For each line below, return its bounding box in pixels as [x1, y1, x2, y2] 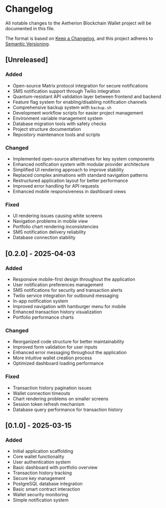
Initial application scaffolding [12, 448, 74, 454]
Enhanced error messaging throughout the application [12, 350, 127, 356]
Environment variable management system [12, 115, 103, 121]
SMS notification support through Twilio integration [12, 88, 121, 94]
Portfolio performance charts [12, 314, 74, 320]
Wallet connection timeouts [12, 390, 70, 396]
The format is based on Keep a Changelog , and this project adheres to [5, 35, 153, 41]
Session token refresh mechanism [12, 401, 85, 407]
